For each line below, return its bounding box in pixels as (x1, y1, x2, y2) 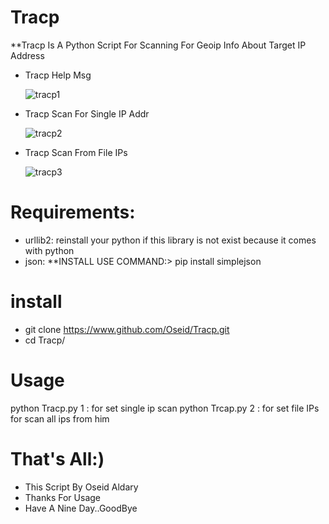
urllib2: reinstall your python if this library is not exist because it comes (24, 234, 317, 246)
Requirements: (10, 201, 136, 224)
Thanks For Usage (24, 491, 101, 503)
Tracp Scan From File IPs (24, 146, 128, 158)
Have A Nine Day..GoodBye (24, 502, 138, 514)
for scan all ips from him (10, 412, 110, 425)
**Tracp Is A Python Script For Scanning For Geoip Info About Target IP (10, 39, 307, 51)
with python (24, 244, 75, 256)
